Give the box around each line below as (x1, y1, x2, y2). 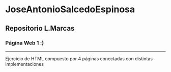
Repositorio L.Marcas (5, 24, 75, 33)
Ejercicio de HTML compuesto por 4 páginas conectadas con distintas (5, 55, 153, 62)
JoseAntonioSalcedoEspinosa (5, 4, 135, 15)
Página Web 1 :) (5, 39, 44, 46)
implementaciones (5, 61, 44, 67)
